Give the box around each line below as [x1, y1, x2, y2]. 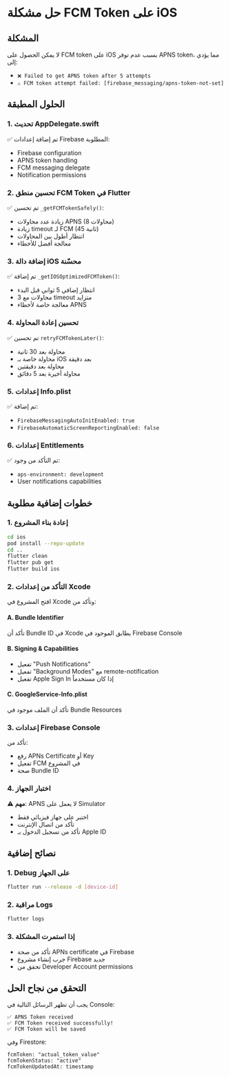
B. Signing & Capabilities [7, 645, 79, 653]
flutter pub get [7, 559, 54, 566]
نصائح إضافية [7, 847, 56, 859]
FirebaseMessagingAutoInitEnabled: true [17, 417, 135, 424]
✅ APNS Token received [7, 1014, 74, 1021]
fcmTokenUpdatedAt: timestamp [7, 1063, 94, 1070]
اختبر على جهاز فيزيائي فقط [17, 812, 89, 821]
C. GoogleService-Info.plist [7, 690, 87, 698]
